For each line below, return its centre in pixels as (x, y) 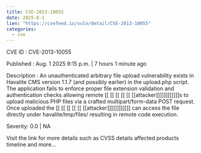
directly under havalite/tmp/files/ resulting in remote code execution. (92, 115)
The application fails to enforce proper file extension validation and (90, 88)
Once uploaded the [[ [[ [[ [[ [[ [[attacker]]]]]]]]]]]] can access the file (93, 108)
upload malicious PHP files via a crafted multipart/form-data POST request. (100, 102)
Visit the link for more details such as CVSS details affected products (93, 138)
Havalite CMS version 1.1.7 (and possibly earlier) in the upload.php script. (98, 82)
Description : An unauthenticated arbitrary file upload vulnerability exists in (100, 76)
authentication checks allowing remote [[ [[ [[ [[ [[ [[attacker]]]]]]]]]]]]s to (97, 95)
